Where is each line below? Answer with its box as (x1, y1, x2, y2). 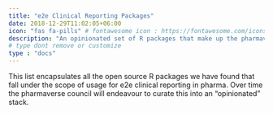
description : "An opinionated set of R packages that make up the (8, 34, 238, 43)
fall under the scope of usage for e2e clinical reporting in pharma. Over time (8, 80, 263, 90)
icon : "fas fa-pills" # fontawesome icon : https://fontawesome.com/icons (8, 27, 267, 35)
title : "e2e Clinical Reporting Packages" (8, 11, 154, 20)
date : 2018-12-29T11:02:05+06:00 (8, 19, 122, 27)
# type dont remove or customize (8, 42, 122, 50)
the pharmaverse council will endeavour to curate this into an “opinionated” (8, 89, 261, 98)
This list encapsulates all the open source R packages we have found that (8, 72, 255, 81)
